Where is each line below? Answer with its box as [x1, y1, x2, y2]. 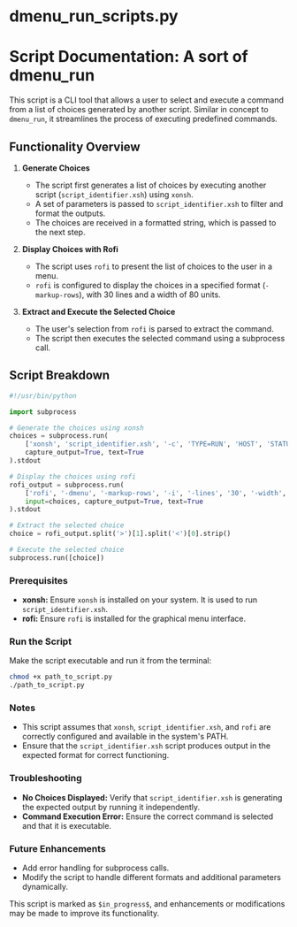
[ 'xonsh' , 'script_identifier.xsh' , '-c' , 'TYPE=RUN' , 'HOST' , [25, 440, 263, 448]
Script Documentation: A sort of [9, 47, 249, 67]
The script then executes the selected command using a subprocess [34, 333, 286, 343]
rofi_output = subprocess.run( [9, 480, 125, 489]
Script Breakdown [9, 368, 110, 383]
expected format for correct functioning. [21, 750, 170, 761]
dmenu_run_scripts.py [9, 6, 179, 27]
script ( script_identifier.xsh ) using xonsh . [34, 188, 194, 200]
